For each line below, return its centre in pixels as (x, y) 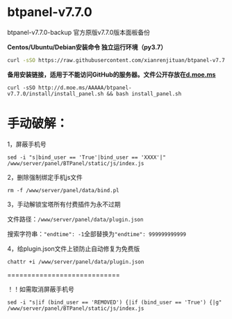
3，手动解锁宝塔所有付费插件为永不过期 (64, 204)
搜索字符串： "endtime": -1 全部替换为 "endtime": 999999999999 (97, 233)
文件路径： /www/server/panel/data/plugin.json (75, 219)
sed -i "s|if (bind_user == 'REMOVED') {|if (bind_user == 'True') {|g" (115, 302)
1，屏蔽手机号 (27, 144)
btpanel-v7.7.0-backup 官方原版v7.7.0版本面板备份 (79, 32)
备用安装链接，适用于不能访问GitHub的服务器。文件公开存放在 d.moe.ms (111, 75)
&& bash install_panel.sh (144, 94)
